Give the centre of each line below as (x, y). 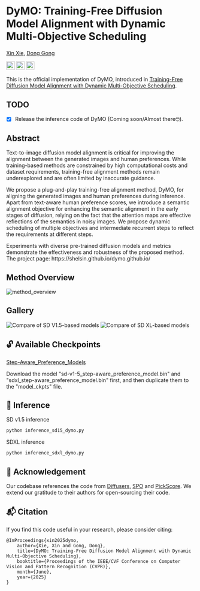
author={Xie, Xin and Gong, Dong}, (61, 545)
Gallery (20, 310)
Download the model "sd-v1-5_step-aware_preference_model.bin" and (93, 374)
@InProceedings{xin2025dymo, (43, 540)
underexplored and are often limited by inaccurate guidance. (81, 178)
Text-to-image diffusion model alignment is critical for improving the (90, 153)
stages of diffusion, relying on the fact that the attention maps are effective (99, 215)
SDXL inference (25, 442)
